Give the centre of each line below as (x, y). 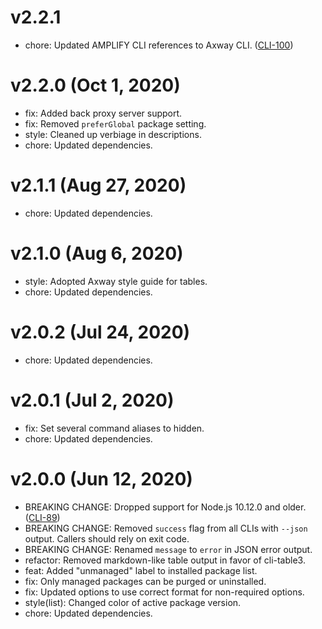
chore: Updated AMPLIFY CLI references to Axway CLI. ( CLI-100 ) (159, 45)
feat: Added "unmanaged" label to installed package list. (141, 570)
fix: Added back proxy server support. (103, 113)
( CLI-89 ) (42, 517)
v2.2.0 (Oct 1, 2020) (95, 85)
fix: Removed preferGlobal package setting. (115, 123)
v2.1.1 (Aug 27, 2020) (98, 185)
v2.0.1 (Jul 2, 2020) (92, 400)
